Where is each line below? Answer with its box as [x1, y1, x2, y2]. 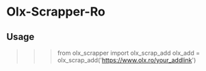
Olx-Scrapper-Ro [6, 4, 105, 20]
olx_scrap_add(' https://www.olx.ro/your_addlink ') [57, 56, 196, 64]
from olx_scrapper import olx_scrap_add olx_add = [57, 49, 200, 57]
